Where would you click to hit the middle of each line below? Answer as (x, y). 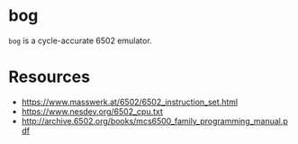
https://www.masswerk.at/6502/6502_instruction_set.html (130, 102)
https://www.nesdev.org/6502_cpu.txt (92, 111)
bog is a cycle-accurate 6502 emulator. (80, 40)
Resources (50, 77)
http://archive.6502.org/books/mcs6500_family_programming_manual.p (155, 121)
